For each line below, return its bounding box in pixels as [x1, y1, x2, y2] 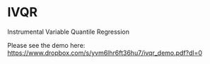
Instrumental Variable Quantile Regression [7, 27, 129, 36]
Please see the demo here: [7, 41, 86, 49]
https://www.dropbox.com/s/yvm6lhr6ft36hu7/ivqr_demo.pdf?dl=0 [7, 49, 203, 57]
